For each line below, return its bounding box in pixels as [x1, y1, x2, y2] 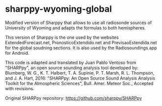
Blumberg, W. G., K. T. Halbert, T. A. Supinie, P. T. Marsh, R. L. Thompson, [5, 70, 155, 76]
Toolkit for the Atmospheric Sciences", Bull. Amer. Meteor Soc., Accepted [5, 80, 154, 86]
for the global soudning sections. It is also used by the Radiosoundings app [5, 45, 157, 51]
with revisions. [5, 85, 34, 91]
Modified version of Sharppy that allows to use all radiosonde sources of [5, 20, 152, 26]
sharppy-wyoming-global [5, 3, 112, 15]
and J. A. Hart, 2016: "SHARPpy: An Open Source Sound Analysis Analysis [5, 75, 156, 81]
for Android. [5, 50, 29, 56]
